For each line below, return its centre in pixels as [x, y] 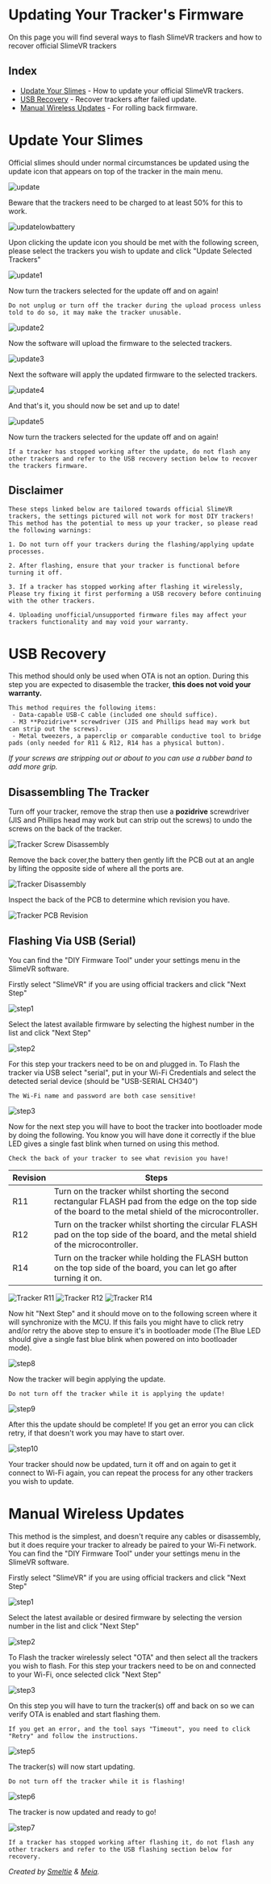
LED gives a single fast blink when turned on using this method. [114, 1144]
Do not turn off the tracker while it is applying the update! [117, 1394]
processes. [27, 551]
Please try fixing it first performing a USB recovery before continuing [135, 594]
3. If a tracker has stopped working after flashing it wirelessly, [126, 586]
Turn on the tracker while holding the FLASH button [151, 1258]
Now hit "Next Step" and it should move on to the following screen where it [133, 1314]
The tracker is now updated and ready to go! [82, 1812]
